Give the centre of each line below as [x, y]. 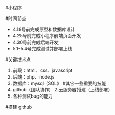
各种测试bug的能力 [33, 96]
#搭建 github [19, 107]
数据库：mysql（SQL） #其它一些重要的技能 [59, 83]
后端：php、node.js [34, 77]
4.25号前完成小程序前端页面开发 [47, 36]
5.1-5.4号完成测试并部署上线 [42, 49]
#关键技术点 [18, 60]
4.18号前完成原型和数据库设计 [44, 29]
